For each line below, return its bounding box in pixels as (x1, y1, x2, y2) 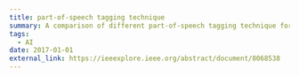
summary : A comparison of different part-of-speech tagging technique (9, 21, 277, 30)
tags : (9, 29, 29, 38)
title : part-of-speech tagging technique (9, 12, 166, 22)
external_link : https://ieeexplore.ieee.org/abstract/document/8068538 (9, 54, 280, 63)
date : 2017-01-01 (9, 46, 74, 55)
